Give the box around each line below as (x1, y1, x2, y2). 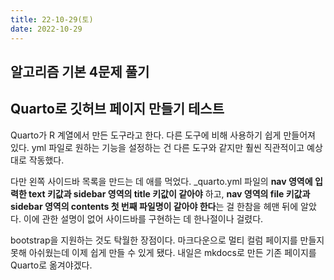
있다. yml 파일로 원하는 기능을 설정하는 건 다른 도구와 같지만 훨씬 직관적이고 (10, 141, 305, 153)
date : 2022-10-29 (10, 24, 83, 34)
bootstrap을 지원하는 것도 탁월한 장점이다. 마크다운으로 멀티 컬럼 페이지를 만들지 (10, 234, 325, 246)
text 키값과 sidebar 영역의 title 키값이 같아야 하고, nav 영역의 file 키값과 (28, 187, 311, 200)
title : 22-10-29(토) (10, 14, 94, 25)
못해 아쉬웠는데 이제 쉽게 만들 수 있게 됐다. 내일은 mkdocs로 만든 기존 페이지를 (10, 246, 317, 258)
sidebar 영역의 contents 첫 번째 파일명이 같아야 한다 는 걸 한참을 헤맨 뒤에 (10, 200, 299, 212)
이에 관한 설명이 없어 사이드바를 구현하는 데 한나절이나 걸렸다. (23, 212, 264, 225)
